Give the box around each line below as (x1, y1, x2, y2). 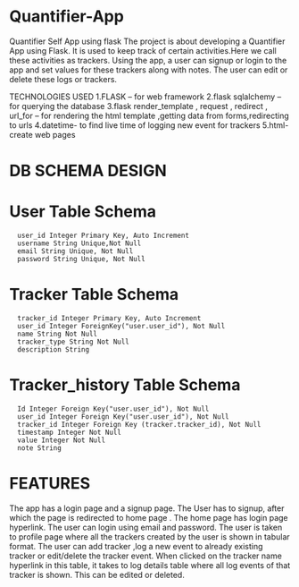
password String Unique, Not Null (17, 255, 145, 264)
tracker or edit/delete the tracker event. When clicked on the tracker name (9, 550, 283, 561)
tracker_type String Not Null (17, 337, 129, 346)
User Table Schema (9, 201, 157, 222)
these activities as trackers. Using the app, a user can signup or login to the (9, 55, 287, 65)
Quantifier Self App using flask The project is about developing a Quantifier (9, 36, 286, 47)
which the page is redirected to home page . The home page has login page (9, 512, 288, 523)
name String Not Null (17, 329, 98, 338)
